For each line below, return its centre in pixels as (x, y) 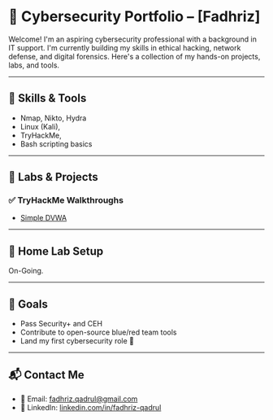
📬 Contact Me (46, 375)
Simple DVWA (43, 218)
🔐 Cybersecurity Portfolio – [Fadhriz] (134, 17)
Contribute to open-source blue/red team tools (98, 332)
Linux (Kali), (40, 126)
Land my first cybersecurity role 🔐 (77, 341)
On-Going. (26, 271)
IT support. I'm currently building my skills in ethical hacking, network (125, 47)
